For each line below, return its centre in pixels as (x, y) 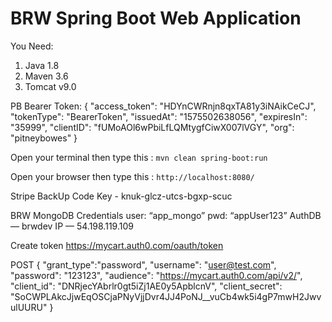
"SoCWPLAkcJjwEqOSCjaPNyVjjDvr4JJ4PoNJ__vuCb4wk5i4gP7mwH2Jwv (166, 296)
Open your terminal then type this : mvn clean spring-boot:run (139, 157)
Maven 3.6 (46, 76)
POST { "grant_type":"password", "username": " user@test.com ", (143, 264)
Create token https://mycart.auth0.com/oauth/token (117, 245)
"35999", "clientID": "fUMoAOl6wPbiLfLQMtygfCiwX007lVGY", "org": (152, 127)
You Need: (32, 46)
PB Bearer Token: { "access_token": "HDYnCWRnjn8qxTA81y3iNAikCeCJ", (163, 106)
